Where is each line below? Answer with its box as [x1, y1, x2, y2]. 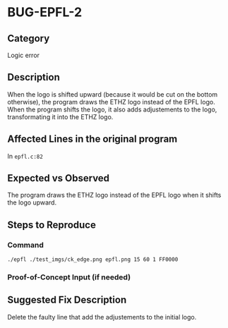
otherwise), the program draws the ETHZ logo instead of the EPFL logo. [7, 97, 215, 106]
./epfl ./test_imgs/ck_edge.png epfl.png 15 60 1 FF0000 [7, 256, 179, 263]
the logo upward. [7, 198, 57, 207]
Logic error [7, 51, 40, 59]
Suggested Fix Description [7, 294, 127, 306]
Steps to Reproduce [7, 219, 97, 231]
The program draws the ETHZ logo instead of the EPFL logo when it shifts [7, 191, 222, 200]
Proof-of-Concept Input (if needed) [7, 272, 131, 282]
